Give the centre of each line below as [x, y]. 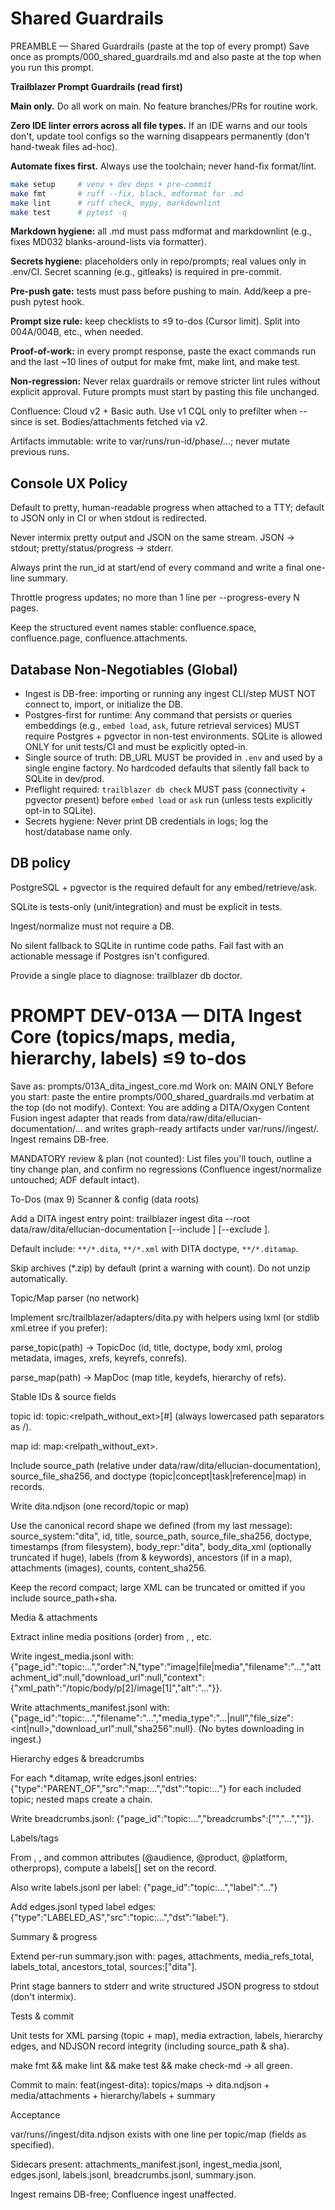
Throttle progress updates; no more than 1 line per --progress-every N [155, 598]
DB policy [41, 863]
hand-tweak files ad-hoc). [64, 146]
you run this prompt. [52, 67]
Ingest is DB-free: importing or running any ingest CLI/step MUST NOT [170, 694]
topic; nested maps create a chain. [81, 1799]
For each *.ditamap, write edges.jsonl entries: [103, 1778]
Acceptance [35, 2114]
